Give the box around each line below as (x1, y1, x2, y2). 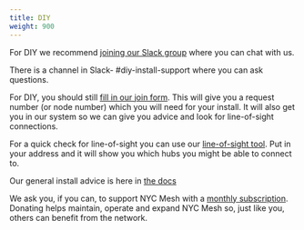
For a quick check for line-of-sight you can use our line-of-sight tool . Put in (9, 138, 291, 149)
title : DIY (9, 13, 51, 23)
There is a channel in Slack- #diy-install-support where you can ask (9, 65, 264, 75)
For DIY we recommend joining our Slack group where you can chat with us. (9, 46, 295, 57)
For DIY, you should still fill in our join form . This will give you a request (9, 92, 275, 103)
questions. (9, 74, 49, 85)
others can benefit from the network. (9, 212, 148, 223)
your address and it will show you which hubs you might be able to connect (9, 147, 293, 159)
